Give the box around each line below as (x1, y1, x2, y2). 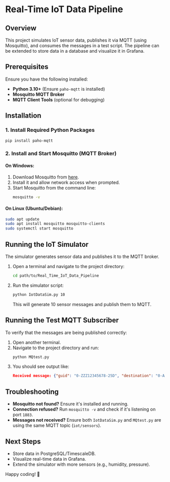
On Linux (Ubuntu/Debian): (5, 205, 63, 211)
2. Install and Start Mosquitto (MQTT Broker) (5, 150, 117, 157)
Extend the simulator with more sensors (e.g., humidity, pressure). (12, 461, 150, 467)
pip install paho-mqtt (5, 138, 53, 143)
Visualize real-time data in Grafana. (12, 456, 87, 462)
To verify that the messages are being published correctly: (5, 329, 127, 336)
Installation (5, 112, 41, 120)
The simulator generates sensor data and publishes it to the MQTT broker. (5, 253, 159, 259)
